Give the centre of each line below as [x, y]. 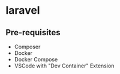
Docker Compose [36, 59]
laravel [23, 10]
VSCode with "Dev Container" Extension [64, 66]
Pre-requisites [33, 33]
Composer [27, 47]
